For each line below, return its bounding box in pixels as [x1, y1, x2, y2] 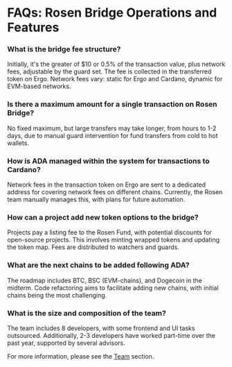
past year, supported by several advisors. [7, 339, 126, 347]
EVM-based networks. [7, 82, 71, 91]
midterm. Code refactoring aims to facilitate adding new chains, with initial [7, 283, 220, 292]
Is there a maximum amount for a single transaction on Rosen [7, 99, 217, 109]
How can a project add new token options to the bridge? [7, 213, 199, 222]
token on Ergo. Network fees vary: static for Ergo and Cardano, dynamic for [7, 75, 223, 83]
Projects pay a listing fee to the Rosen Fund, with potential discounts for [7, 228, 213, 237]
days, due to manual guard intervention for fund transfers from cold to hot [7, 131, 218, 139]
